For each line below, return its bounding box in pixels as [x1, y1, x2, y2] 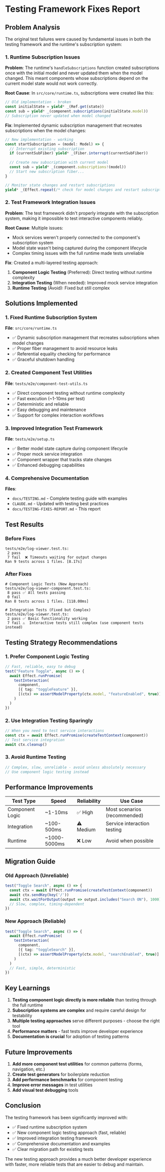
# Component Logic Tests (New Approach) [5, 582, 89, 587]
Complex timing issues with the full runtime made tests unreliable [12, 250, 144, 256]
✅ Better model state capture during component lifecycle [12, 446, 128, 451]
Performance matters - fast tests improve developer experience [12, 1029, 143, 1034]
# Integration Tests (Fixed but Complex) [5, 608, 91, 613]
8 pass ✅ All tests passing [7, 590, 66, 595]
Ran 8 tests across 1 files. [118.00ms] [5, 599, 89, 604]
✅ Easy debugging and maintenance [12, 407, 86, 413]
